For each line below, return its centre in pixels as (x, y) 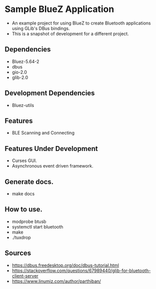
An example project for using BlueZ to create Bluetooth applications (81, 23)
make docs (23, 194)
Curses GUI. (24, 160)
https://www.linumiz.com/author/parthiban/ (56, 281)
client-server (25, 275)
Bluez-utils (23, 105)
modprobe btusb (29, 221)
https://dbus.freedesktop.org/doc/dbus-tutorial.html (65, 265)
